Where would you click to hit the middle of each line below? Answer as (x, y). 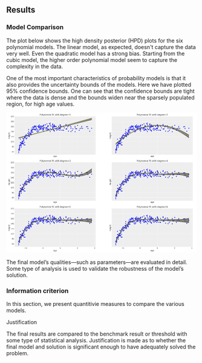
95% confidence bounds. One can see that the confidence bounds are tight (100, 91)
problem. (18, 353)
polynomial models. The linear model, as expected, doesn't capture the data (101, 47)
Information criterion (37, 291)
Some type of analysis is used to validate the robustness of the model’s (95, 268)
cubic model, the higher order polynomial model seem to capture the (92, 59)
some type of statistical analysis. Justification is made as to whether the (96, 341)
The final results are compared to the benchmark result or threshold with (97, 334)
